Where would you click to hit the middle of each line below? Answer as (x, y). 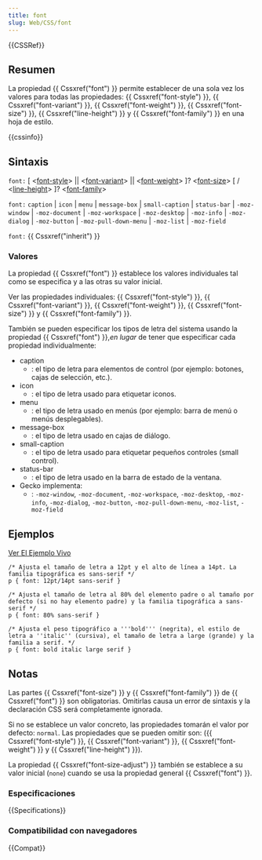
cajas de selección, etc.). (71, 377)
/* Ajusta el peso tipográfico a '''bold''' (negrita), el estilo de (124, 629)
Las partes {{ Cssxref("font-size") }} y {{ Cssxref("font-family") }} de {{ (123, 693)
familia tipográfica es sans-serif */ (71, 574)
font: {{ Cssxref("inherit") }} (54, 236)
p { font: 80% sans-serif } (54, 616)
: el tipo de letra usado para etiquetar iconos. (104, 394)
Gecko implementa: (51, 486)
